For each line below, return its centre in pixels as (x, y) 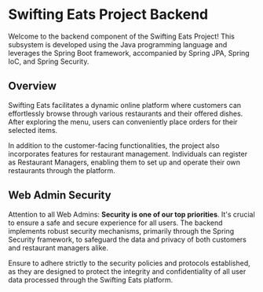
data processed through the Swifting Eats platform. (91, 279)
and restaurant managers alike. (58, 248)
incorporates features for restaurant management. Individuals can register (128, 153)
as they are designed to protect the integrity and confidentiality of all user (127, 271)
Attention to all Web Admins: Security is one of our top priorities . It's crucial (131, 214)
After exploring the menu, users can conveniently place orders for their (123, 122)
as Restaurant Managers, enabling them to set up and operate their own (124, 162)
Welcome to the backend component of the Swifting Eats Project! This (122, 36)
